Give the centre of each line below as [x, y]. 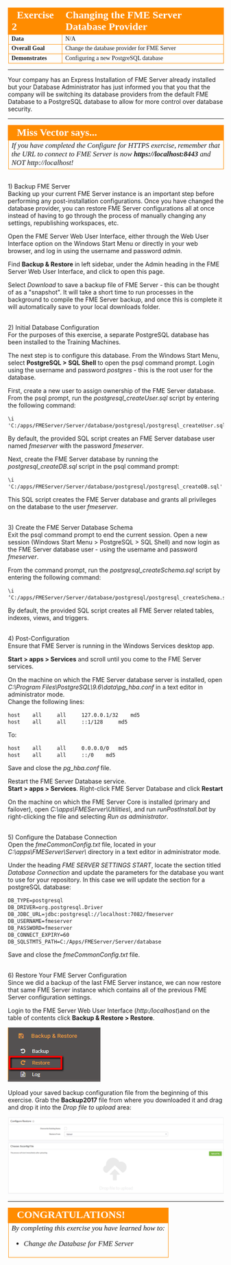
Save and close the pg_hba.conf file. [60, 767]
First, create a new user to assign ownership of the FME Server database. [111, 390]
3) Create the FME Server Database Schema [70, 527]
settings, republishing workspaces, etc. [63, 223]
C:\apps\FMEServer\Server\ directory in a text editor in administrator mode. [114, 851]
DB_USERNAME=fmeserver [40, 921]
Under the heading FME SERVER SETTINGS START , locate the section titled [114, 865]
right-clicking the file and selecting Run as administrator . [88, 816]
